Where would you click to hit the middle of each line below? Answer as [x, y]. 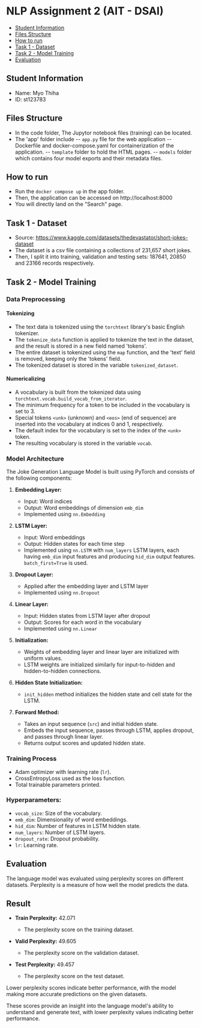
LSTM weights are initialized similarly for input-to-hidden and [99, 665]
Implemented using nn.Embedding [64, 514]
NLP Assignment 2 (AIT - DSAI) [85, 11]
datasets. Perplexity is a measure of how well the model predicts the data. [97, 884]
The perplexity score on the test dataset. [74, 976]
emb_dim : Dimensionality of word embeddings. [71, 819]
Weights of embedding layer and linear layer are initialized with [101, 652]
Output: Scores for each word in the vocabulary [83, 622]
